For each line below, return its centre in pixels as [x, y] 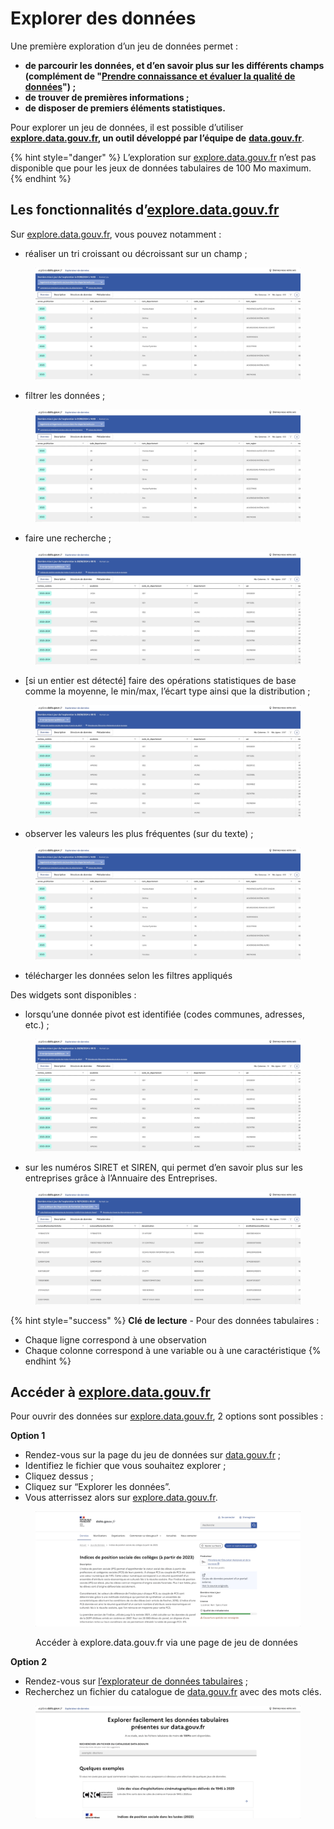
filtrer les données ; [65, 396]
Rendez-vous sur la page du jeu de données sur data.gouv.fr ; [153, 1455]
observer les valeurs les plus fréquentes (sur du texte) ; [139, 833]
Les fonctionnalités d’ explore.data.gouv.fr [145, 210]
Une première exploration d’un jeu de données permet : [124, 46]
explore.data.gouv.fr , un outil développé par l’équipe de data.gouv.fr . [157, 138]
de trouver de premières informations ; [107, 97]
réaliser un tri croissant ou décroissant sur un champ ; [136, 253]
